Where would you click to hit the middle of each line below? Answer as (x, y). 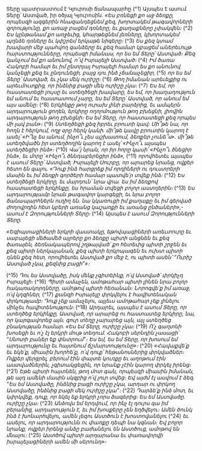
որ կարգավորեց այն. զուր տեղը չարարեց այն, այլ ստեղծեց (89, 320)
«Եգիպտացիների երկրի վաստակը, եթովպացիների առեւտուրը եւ (99, 232)
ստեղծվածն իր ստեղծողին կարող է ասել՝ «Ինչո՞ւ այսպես (86, 143)
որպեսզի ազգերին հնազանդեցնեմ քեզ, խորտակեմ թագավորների (99, 21)
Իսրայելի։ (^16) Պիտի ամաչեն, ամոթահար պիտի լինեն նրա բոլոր (97, 281)
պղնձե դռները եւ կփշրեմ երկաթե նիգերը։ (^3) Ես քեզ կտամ (90, 41)
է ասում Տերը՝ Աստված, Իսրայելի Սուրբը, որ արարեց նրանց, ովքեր (100, 162)
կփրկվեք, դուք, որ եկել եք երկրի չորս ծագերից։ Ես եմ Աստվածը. (96, 397)
